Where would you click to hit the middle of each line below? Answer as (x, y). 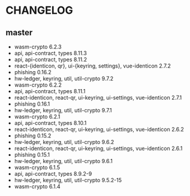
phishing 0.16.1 (32, 104)
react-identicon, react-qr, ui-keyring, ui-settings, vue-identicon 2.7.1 (98, 97)
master (19, 33)
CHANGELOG (39, 10)
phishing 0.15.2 (33, 136)
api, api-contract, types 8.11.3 (51, 53)
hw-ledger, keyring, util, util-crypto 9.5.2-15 (68, 180)
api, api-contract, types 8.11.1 (50, 91)
